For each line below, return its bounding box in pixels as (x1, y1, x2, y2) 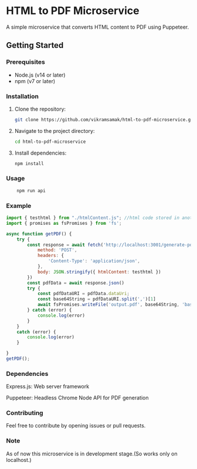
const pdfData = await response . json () (27, 280, 125, 286)
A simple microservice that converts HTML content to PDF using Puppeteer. (6, 23, 189, 30)
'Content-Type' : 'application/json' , (47, 258, 141, 264)
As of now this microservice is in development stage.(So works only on (6, 450, 178, 457)
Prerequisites (6, 58, 45, 66)
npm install (14, 160, 44, 166)
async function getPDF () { (6, 231, 72, 237)
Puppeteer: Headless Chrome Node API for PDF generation (6, 394, 149, 402)
